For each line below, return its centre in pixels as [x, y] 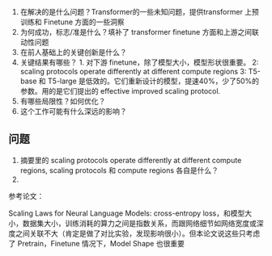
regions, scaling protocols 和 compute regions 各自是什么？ [119, 170]
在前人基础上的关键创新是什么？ [73, 52]
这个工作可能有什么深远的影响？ [73, 111]
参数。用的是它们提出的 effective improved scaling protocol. [120, 91]
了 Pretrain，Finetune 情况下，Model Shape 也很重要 [96, 243]
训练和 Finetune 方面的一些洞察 [72, 22]
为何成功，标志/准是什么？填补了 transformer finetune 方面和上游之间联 [139, 32]
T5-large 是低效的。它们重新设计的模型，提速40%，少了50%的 [153, 81]
